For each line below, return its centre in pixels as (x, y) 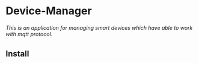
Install (17, 54)
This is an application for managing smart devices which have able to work (99, 27)
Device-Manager (49, 11)
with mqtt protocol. (29, 34)
